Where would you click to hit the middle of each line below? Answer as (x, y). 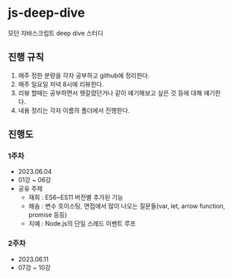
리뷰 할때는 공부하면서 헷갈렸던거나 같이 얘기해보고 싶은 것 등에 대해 (110, 93)
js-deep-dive (47, 13)
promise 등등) (48, 215)
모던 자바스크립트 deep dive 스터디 (56, 33)
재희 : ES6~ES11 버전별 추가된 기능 (76, 198)
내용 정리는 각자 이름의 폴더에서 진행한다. (74, 110)
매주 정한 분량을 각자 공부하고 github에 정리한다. (84, 75)
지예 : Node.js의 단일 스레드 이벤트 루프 (82, 224)
